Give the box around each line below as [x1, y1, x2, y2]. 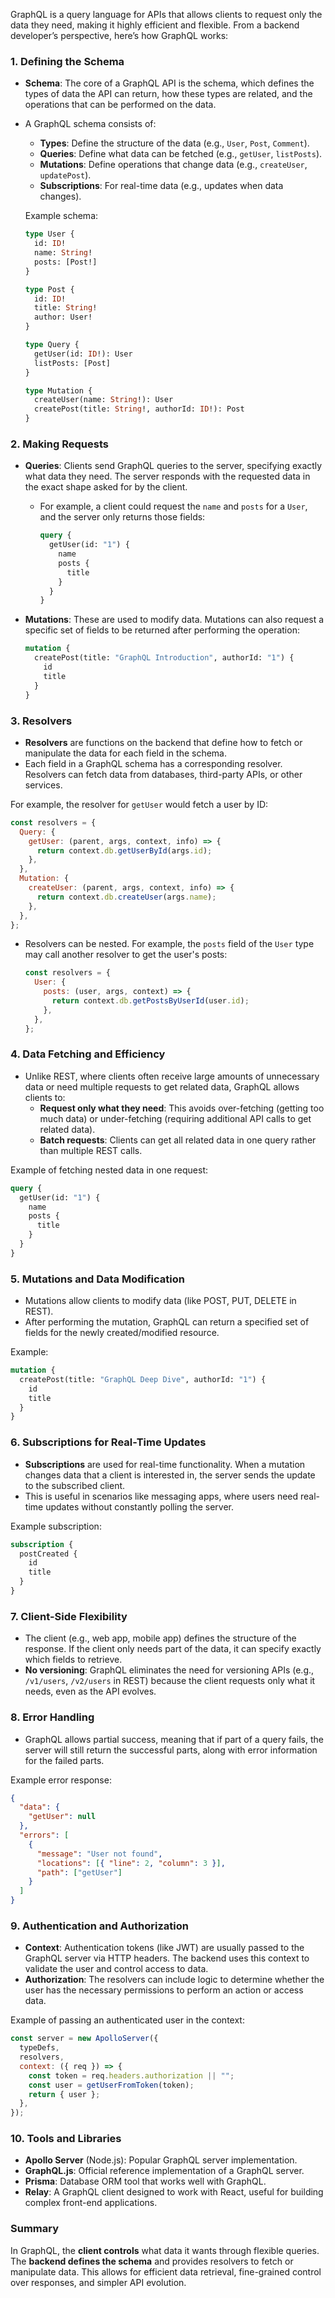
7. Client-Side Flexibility [10, 1609, 128, 1623]
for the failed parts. [24, 1754, 105, 1766]
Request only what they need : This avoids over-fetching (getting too [39, 1102, 325, 1114]
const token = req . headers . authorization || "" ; [28, 2070, 235, 2081]
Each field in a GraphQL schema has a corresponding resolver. [24, 757, 283, 769]
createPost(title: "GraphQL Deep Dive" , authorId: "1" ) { [19, 1374, 267, 1384]
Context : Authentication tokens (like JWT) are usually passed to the [24, 1942, 305, 1954]
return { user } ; [28, 2089, 101, 2099]
